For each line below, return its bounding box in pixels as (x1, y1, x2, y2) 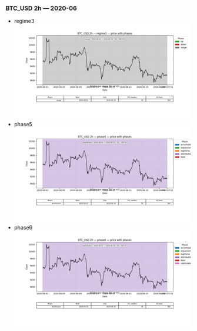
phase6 (14, 224, 33, 231)
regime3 (14, 18, 35, 25)
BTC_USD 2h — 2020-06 (5, 4, 77, 12)
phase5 (14, 121, 33, 128)
